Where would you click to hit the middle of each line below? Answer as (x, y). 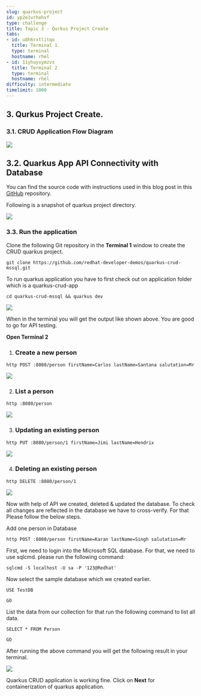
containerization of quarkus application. (55, 686)
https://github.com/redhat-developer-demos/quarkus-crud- (107, 262)
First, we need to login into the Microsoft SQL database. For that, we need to (100, 550)
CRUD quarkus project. (35, 251)
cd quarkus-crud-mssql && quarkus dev (55, 296)
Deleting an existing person (56, 469)
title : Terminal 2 (35, 68)
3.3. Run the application (42, 232)
